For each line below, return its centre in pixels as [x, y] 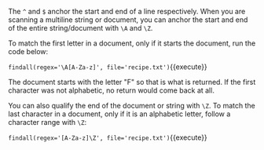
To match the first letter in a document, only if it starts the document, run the [132, 43]
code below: [28, 51]
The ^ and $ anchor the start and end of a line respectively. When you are [127, 11]
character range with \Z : [48, 122]
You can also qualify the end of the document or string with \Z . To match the [132, 106]
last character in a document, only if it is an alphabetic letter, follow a [119, 114]
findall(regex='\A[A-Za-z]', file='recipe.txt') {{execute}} [108, 67]
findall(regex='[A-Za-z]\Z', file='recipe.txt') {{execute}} [108, 137]
